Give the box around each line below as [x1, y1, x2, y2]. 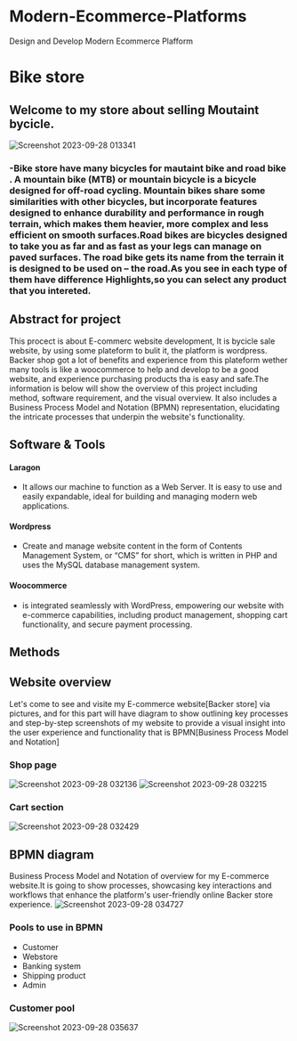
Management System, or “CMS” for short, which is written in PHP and [21, 550, 277, 561]
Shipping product [21, 970, 86, 980]
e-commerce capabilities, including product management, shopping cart [21, 609, 288, 620]
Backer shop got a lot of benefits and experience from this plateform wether [9, 354, 288, 365]
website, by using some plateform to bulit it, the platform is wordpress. [9, 345, 268, 355]
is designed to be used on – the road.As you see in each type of [9, 262, 287, 274]
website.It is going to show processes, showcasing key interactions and [9, 880, 272, 891]
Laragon [9, 461, 41, 473]
